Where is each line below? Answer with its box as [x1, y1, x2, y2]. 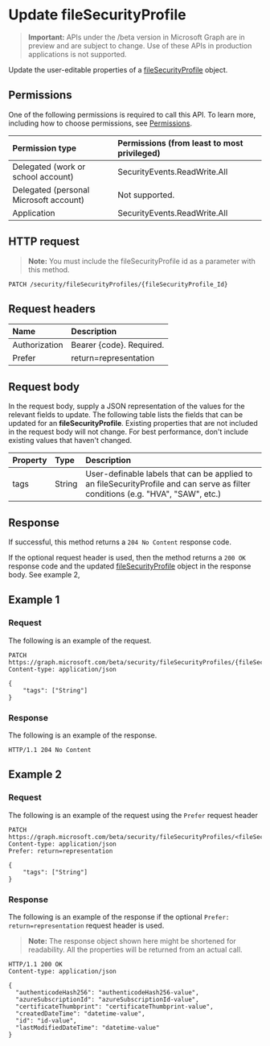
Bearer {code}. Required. [71, 340, 165, 351]
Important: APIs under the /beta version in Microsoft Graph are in [27, 32, 245, 42]
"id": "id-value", [15, 1016, 78, 1024]
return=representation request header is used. [8, 920, 165, 930]
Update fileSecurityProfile [8, 6, 186, 24]
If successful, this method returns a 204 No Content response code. [8, 537, 231, 547]
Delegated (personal [12, 184, 90, 195]
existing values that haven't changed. [8, 436, 133, 445]
